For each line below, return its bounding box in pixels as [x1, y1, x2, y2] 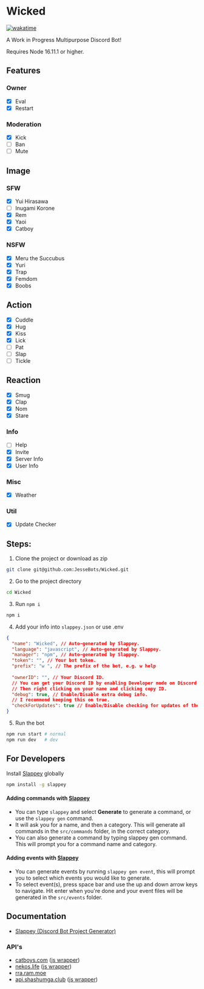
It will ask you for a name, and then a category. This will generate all [15, 821, 185, 828]
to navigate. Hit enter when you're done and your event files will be [15, 887, 183, 894]
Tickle [15, 357, 31, 365]
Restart [15, 105, 33, 112]
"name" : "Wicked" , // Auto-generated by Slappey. [12, 640, 140, 647]
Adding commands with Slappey [6, 794, 90, 802]
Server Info [15, 455, 44, 463]
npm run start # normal [6, 731, 67, 737]
